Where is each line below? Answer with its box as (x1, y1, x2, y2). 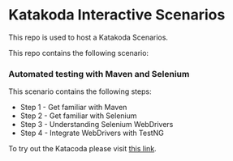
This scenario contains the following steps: (8, 87, 152, 96)
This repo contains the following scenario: (8, 48, 149, 57)
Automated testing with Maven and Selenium (8, 68, 190, 79)
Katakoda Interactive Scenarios (8, 6, 226, 24)
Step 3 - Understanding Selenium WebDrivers (19, 120, 174, 129)
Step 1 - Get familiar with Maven (19, 103, 127, 112)
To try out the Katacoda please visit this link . (8, 144, 157, 154)
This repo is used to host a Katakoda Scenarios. (8, 32, 169, 42)
